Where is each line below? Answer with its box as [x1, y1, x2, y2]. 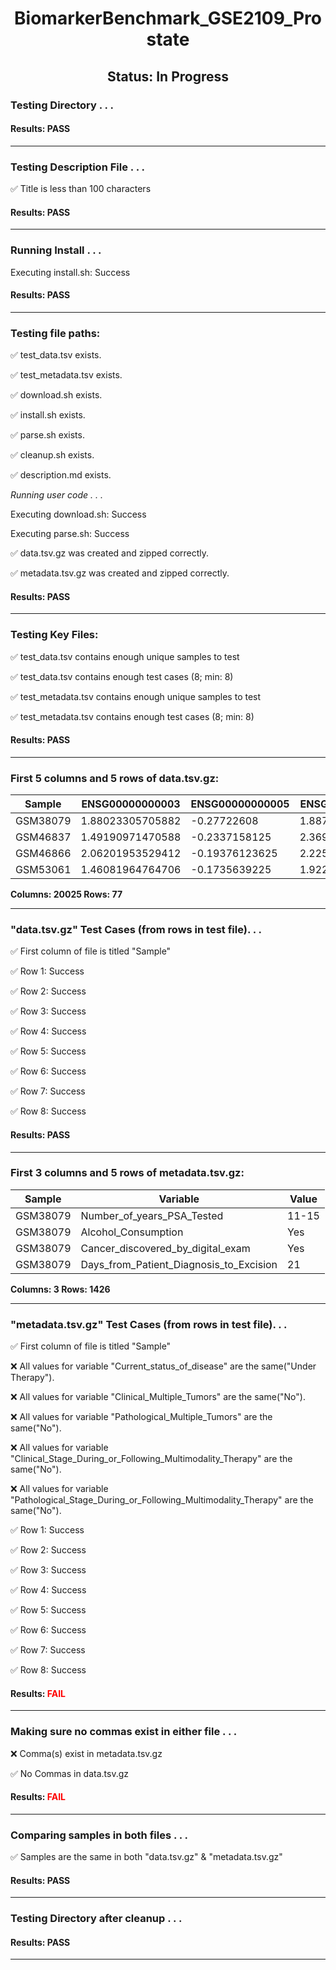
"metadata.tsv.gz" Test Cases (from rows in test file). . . [10, 1317, 288, 1331]
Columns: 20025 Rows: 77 [10, 888, 123, 900]
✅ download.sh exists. [10, 389, 103, 401]
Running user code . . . [10, 489, 103, 501]
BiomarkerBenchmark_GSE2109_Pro [14, 7, 322, 30]
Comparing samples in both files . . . [10, 1828, 189, 1842]
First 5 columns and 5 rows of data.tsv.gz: [10, 771, 220, 785]
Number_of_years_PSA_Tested [80, 1208, 224, 1222]
